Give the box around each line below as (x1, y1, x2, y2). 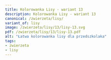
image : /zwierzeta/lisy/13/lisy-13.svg (5, 25, 85, 30)
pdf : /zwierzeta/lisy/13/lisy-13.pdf (5, 30, 81, 34)
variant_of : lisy (5, 20, 40, 26)
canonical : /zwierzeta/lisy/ (5, 16, 64, 21)
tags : (5, 39, 16, 44)
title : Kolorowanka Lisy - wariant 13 (5, 7, 83, 12)
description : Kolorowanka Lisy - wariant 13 (5, 12, 96, 16)
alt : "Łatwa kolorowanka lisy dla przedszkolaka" (5, 34, 107, 39)
